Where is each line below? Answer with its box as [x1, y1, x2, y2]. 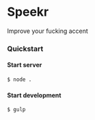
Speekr [7, 4, 49, 20]
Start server [7, 61, 42, 69]
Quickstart [7, 44, 44, 53]
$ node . [7, 76, 32, 83]
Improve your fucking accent [7, 27, 89, 35]
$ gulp [7, 106, 26, 113]
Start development [7, 91, 62, 99]
